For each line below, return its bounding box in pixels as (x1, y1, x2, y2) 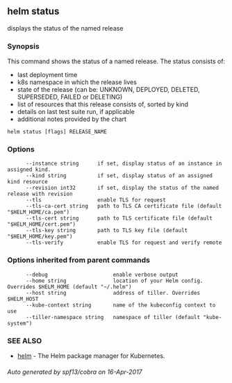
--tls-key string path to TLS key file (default (25, 227, 188, 234)
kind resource (7, 179, 49, 186)
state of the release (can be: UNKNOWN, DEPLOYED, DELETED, (17, 85, 200, 94)
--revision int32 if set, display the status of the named (25, 184, 219, 192)
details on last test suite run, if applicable (17, 108, 135, 116)
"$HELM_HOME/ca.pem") (7, 209, 70, 216)
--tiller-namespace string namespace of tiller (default (25, 313, 200, 320)
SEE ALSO (7, 336, 42, 345)
